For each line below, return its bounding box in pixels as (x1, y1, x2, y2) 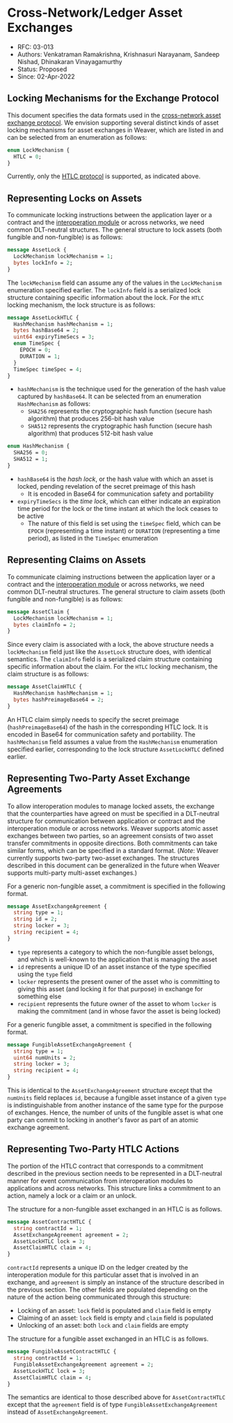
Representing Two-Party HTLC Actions (7, 1143, 179, 1155)
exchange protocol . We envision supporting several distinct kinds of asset (7, 118, 219, 127)
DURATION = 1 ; (19, 353, 61, 360)
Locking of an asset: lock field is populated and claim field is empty (17, 1307, 211, 1315)
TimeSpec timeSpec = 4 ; (13, 365, 82, 373)
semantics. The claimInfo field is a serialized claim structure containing (7, 655, 212, 663)
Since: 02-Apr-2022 (17, 72, 75, 81)
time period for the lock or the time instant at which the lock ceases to (17, 504, 218, 512)
